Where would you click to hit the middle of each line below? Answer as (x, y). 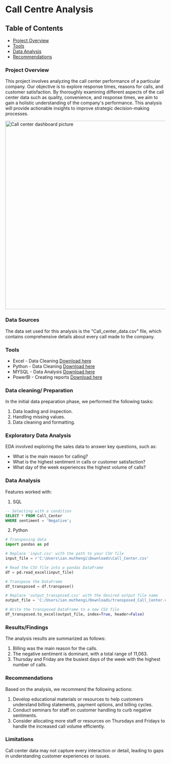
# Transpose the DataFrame (34, 582)
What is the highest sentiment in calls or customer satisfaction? (79, 462)
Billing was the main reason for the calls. (55, 649)
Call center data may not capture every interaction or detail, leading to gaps (84, 750)
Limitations (20, 739)
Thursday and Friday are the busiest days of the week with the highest (87, 659)
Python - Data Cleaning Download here (54, 366)
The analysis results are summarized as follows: (55, 639)
